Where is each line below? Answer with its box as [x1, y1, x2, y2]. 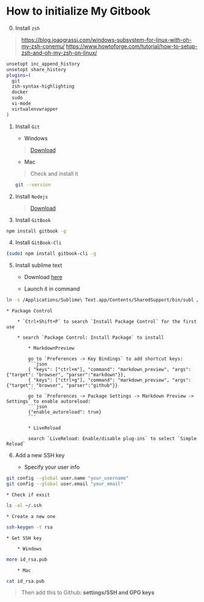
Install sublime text [15, 261, 63, 269]
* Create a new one [6, 513, 56, 519]
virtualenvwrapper [12, 106, 59, 112]
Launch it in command [24, 285, 80, 292]
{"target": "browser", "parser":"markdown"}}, [6, 372, 126, 378]
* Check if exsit [6, 491, 50, 498]
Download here [24, 274, 63, 281]
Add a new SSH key [15, 452, 65, 459]
